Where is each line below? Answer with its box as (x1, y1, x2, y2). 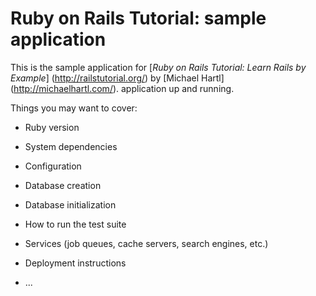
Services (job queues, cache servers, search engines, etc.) (24, 237, 269, 249)
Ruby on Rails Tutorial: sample (10, 7, 267, 30)
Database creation (24, 179, 102, 191)
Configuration (24, 160, 82, 172)
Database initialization (24, 198, 117, 211)
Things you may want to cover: (10, 102, 138, 114)
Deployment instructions (24, 257, 127, 269)
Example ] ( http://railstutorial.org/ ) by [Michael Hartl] (10, 72, 225, 84)
